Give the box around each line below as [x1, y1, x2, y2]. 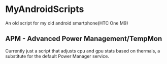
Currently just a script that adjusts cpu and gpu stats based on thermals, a [5, 47, 160, 53]
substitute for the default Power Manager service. [5, 53, 109, 59]
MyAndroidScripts [5, 3, 84, 15]
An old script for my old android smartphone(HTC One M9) [5, 20, 128, 26]
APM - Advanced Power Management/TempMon [5, 34, 162, 43]
